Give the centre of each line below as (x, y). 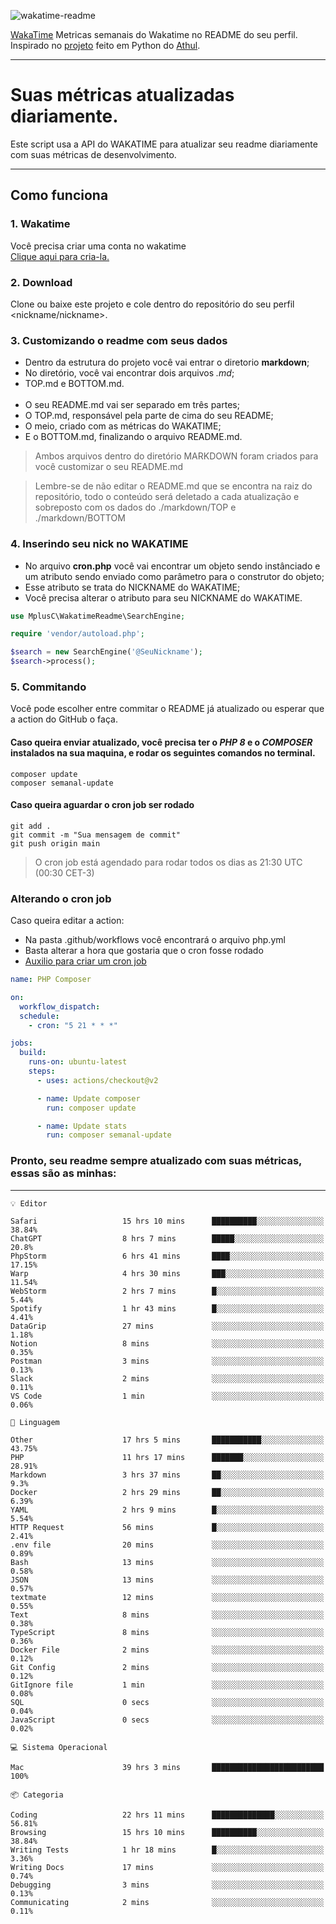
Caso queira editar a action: (67, 921)
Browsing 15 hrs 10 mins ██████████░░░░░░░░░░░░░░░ (167, 1832)
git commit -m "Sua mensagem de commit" (96, 835)
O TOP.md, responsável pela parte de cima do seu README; (149, 416)
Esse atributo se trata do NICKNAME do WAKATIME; (132, 587)
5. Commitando (48, 687)
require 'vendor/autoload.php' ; (77, 634)
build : (33, 1053)
